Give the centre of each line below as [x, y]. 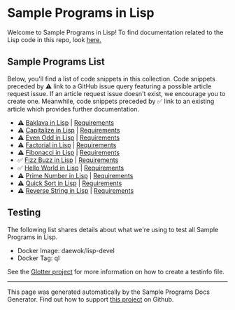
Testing [24, 213]
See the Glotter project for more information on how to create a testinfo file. [116, 271]
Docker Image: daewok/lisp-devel [66, 250]
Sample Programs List [56, 62]
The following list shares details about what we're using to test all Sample [113, 229]
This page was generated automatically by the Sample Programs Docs [108, 292]
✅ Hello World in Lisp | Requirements [71, 168]
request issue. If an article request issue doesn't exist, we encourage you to [116, 93]
